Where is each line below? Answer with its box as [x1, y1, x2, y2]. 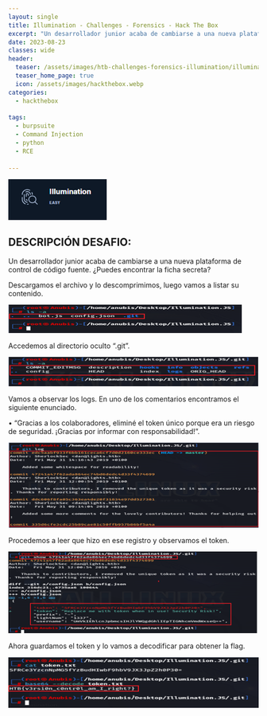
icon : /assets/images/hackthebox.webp [15, 80, 145, 88]
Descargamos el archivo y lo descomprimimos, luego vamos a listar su [8, 280, 240, 290]
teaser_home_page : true [15, 72, 94, 80]
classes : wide [8, 46, 56, 55]
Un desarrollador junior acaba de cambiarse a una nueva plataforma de [8, 256, 242, 266]
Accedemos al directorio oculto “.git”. [8, 341, 130, 350]
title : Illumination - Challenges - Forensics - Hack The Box [8, 21, 219, 29]
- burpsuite [15, 122, 56, 131]
